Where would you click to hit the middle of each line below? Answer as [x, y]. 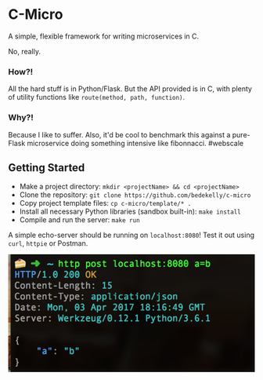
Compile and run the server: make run [79, 220]
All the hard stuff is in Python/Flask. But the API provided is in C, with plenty [130, 89]
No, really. [25, 51]
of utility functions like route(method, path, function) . [97, 97]
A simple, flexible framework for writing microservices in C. [104, 36]
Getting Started [47, 168]
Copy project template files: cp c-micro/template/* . [105, 203]
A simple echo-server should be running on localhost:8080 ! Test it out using [131, 235]
